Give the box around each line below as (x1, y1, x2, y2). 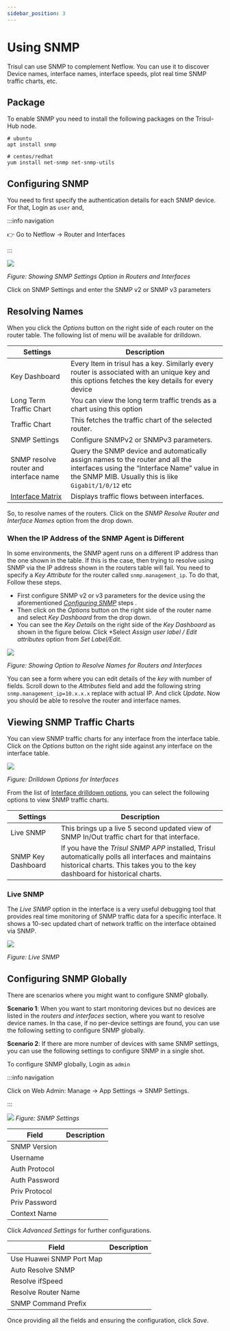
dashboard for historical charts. (60, 869, 162, 879)
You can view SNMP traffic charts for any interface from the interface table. (7, 735, 220, 743)
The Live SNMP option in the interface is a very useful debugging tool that (7, 905, 216, 914)
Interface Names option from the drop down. (7, 517, 133, 524)
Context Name (10, 1209, 57, 1219)
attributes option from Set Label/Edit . (16, 635, 122, 644)
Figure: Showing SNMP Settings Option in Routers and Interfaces (7, 272, 190, 281)
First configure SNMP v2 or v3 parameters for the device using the (16, 591, 205, 600)
